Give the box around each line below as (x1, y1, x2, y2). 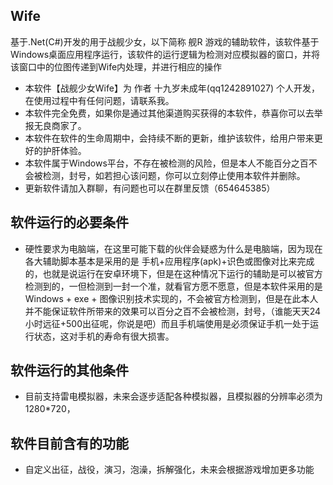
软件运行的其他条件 (10, 362, 129, 379)
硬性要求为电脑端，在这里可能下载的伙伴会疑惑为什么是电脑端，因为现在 (24, 242, 323, 254)
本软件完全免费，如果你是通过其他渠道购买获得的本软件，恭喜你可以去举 (24, 107, 323, 119)
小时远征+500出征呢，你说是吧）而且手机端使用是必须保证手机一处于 (24, 317, 311, 329)
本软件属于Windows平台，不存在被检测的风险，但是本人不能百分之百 (24, 157, 309, 169)
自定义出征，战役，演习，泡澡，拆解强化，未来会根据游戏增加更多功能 (24, 464, 315, 476)
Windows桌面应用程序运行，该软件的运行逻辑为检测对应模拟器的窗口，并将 (10, 48, 321, 60)
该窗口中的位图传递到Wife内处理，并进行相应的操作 (10, 60, 223, 73)
